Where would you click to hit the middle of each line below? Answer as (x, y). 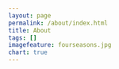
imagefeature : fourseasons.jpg (60, 45)
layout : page (30, 15)
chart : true (28, 52)
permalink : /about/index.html (58, 23)
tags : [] (23, 38)
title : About (30, 30)
